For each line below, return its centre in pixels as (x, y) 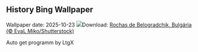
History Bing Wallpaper (50, 10)
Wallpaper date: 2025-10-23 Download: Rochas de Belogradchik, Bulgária (99, 25)
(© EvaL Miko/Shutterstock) (40, 31)
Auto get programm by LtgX (40, 42)
